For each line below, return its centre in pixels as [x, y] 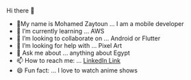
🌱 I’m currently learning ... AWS [60, 31]
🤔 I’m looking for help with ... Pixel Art [69, 45]
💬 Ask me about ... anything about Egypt [73, 53]
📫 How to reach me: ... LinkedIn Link [68, 61]
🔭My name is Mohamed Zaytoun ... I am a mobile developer [100, 24]
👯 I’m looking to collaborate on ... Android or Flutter [88, 38]
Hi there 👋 [21, 11]
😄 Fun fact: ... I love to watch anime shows [77, 70]
